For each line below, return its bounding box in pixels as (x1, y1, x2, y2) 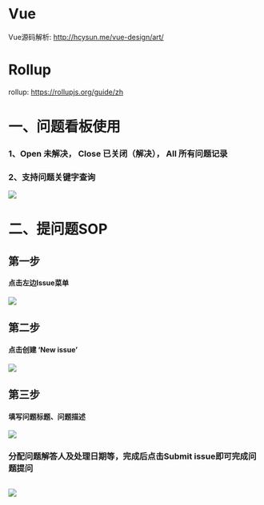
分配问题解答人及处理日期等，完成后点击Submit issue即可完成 (8, 451, 249, 462)
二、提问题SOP (8, 221, 108, 238)
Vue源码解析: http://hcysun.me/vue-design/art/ (8, 32, 164, 42)
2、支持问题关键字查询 (8, 171, 96, 182)
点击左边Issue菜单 (8, 278, 70, 288)
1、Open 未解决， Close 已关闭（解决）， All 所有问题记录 (8, 148, 228, 159)
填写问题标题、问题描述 (8, 412, 86, 421)
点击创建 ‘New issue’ (8, 345, 78, 355)
